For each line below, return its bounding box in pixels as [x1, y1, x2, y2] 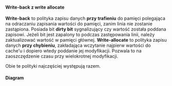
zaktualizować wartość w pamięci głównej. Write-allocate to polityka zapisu [5, 37, 167, 43]
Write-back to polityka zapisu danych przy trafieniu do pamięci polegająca [5, 15, 166, 21]
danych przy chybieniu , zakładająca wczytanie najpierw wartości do [5, 42, 151, 48]
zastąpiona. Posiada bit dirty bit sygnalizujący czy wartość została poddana [5, 26, 166, 33]
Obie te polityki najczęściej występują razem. [5, 63, 101, 69]
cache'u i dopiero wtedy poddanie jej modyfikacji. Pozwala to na [5, 48, 142, 54]
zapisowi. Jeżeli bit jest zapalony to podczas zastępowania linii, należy [5, 32, 155, 38]
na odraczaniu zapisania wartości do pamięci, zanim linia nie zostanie [5, 21, 152, 27]
